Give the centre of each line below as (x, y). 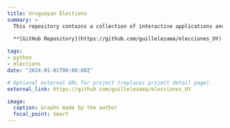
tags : (15, 51)
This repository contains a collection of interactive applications (113, 26)
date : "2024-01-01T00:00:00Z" (50, 70)
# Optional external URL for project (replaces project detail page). (110, 83)
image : (16, 101)
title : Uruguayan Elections (47, 13)
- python (20, 58)
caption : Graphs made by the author (65, 108)
